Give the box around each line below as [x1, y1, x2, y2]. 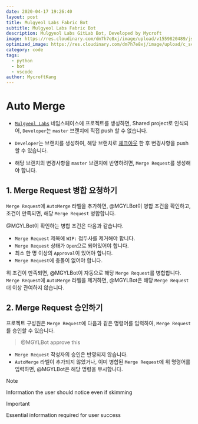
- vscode [11, 69, 33, 75]
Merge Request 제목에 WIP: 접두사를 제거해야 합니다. [14, 235, 136, 242]
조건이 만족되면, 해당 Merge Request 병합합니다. [6, 209, 116, 216]
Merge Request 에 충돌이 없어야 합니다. [14, 256, 103, 263]
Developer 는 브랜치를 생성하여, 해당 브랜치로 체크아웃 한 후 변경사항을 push [14, 139, 189, 147]
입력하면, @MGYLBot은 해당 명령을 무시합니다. [14, 365, 123, 372]
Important [6, 400, 30, 407]
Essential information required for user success [6, 411, 121, 418]
